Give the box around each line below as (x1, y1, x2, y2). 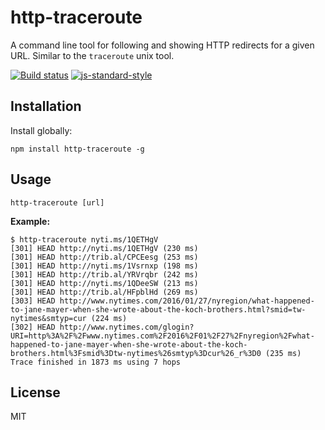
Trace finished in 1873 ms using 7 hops (10, 357, 182, 367)
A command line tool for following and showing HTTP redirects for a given (10, 39, 315, 51)
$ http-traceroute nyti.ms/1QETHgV (10, 234, 159, 245)
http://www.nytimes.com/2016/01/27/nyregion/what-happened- (59, 296, 315, 306)
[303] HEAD (10, 296, 56, 306)
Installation (10, 98, 82, 115)
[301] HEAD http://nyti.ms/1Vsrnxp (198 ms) (10, 261, 199, 271)
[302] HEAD (10, 322, 56, 332)
